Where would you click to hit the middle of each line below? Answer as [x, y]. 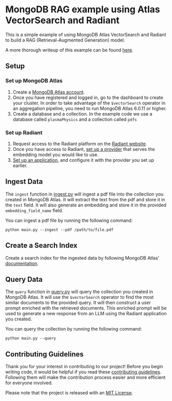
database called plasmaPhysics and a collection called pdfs [75, 119]
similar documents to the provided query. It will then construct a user [78, 303]
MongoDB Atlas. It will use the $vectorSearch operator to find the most [80, 297]
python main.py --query [31, 338]
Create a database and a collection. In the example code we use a [82, 113]
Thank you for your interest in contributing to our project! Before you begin [84, 367]
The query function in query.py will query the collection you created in [79, 292]
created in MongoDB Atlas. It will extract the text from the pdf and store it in [85, 199]
